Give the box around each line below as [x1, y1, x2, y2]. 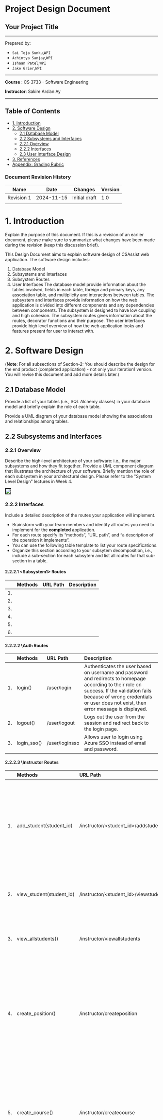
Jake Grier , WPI [12, 65, 42, 71]
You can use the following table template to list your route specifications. [12, 542, 158, 548]
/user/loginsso [47, 740, 80, 747]
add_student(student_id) [16, 822, 73, 829]
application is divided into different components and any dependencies [12, 302, 154, 308]
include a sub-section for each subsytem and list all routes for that [12, 552, 145, 558]
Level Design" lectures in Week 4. [5, 479, 73, 484]
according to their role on [84, 681, 142, 688]
